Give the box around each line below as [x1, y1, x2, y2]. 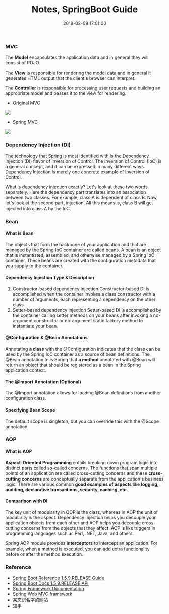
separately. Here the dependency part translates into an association [5, 189, 146, 195]
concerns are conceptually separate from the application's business [21, 475, 164, 482]
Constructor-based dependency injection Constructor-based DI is [12, 286, 150, 292]
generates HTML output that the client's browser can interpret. [5, 75, 136, 81]
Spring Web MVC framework [12, 591, 72, 597]
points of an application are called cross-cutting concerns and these [5, 470, 148, 476]
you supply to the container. [5, 263, 64, 269]
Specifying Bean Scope [5, 406, 55, 413]
